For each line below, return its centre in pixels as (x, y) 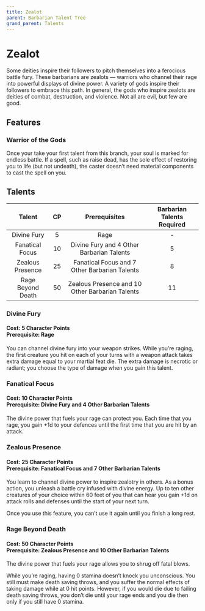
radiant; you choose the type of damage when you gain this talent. (90, 367)
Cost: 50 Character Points (40, 544)
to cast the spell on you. (37, 173)
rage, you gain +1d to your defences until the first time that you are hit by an (102, 425)
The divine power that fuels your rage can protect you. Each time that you (99, 418)
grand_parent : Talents (35, 23)
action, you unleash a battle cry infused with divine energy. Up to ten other (100, 489)
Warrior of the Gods (36, 140)
